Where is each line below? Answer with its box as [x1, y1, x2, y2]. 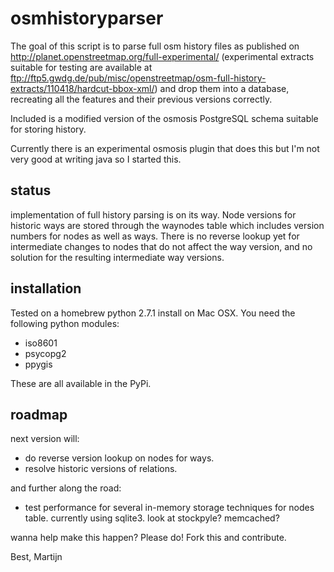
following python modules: [10, 317, 120, 329]
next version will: [10, 433, 80, 445]
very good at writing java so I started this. [10, 153, 182, 165]
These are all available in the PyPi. [10, 377, 152, 389]
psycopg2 [24, 347, 67, 359]
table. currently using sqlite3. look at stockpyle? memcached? [24, 512, 280, 524]
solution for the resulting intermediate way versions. [10, 251, 225, 263]
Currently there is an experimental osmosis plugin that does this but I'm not [10, 142, 320, 154]
